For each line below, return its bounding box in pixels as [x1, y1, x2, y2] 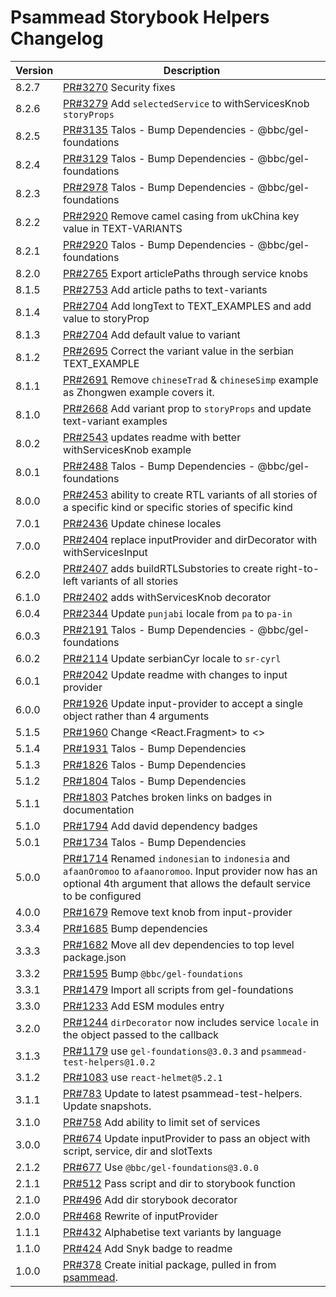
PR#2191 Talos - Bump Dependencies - [63, 622, 256, 636]
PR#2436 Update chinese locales [63, 516, 222, 530]
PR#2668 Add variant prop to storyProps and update [63, 401, 312, 415]
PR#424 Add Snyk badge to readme [63, 1241, 233, 1255]
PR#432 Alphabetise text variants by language [63, 1225, 282, 1239]
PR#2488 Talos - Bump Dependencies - [63, 459, 256, 473]
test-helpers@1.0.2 [63, 1056, 156, 1068]
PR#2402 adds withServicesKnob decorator [63, 590, 272, 604]
